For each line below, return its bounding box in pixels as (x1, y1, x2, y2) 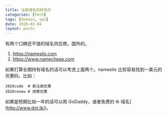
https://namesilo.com (12, 51, 57, 57)
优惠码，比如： (5, 73, 36, 79)
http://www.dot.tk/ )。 (7, 105, 51, 111)
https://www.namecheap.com (12, 56, 75, 62)
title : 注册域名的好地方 (5, 7, 51, 13)
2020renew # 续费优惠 (5, 89, 48, 94)
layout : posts (5, 26, 35, 31)
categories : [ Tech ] (5, 12, 46, 17)
